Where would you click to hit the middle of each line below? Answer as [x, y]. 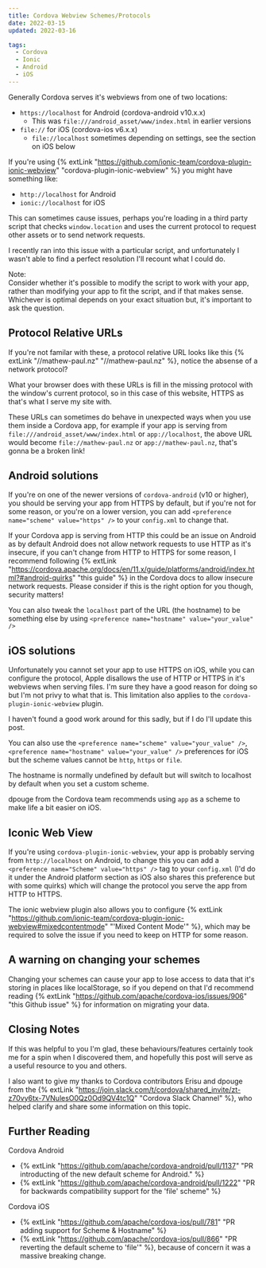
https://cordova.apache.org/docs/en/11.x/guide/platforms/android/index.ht [133, 569]
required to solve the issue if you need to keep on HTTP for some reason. [128, 935]
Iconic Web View [51, 833]
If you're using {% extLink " [53, 162]
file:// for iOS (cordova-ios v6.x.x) [79, 129]
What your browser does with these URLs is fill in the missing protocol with [131, 384]
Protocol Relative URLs [66, 333]
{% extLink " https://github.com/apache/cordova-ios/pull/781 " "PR [127, 1222]
